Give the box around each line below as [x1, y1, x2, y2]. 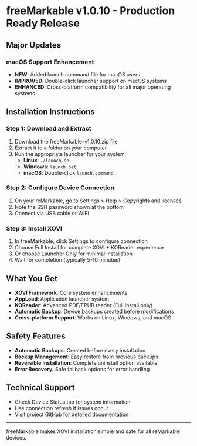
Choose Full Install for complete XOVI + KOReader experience [14, 244, 164, 251]
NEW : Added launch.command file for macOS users [14, 71, 141, 78]
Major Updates [6, 40, 62, 50]
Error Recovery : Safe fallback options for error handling [14, 365, 150, 372]
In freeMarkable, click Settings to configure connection [14, 238, 148, 245]
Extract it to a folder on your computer [14, 144, 107, 151]
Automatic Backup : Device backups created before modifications [14, 308, 174, 315]
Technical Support [6, 382, 75, 392]
